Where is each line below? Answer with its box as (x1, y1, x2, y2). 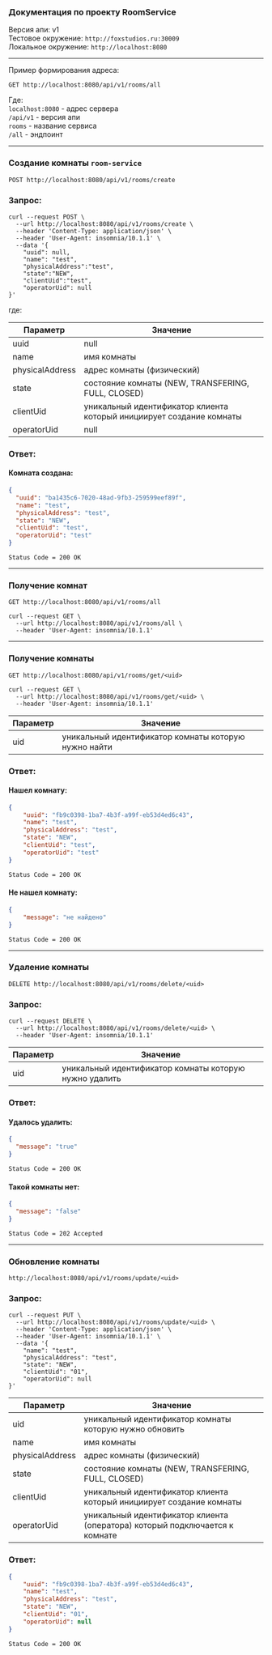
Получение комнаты (8, 653, 95, 664)
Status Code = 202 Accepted (8, 1229, 104, 1237)
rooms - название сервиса (8, 121, 97, 131)
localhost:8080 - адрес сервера (8, 104, 119, 113)
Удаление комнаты (8, 962, 90, 973)
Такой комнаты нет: (8, 1181, 80, 1192)
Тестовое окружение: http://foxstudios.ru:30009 (8, 33, 180, 43)
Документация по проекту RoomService (8, 6, 176, 18)
